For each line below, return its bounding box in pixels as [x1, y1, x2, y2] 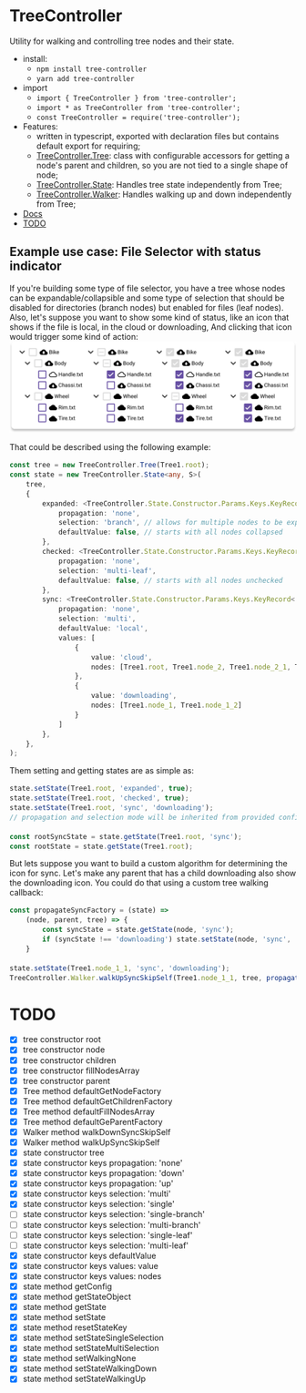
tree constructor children [22, 1054, 117, 1066]
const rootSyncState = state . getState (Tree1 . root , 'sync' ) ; [9, 832, 243, 841]
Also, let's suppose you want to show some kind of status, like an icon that [9, 312, 290, 323]
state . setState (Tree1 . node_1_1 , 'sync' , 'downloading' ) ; [9, 963, 230, 973]
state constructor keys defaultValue [22, 1250, 157, 1261]
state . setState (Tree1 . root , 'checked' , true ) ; [9, 794, 189, 803]
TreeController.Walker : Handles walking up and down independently [36, 189, 292, 200]
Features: [22, 120, 59, 132]
